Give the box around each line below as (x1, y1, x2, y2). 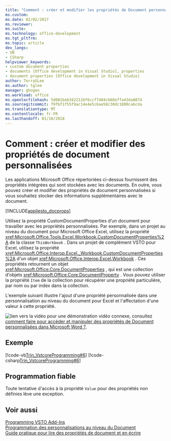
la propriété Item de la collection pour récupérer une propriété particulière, (5, 277, 161, 283)
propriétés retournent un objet (5, 261, 69, 267)
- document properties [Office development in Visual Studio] (5, 74, 140, 79)
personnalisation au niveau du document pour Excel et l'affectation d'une (5, 298, 159, 304)
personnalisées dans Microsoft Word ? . (5, 324, 88, 330)
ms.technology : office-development (5, 31, 81, 36)
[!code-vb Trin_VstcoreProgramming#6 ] (5, 352, 88, 358)
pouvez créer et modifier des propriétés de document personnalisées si (5, 187, 156, 193)
